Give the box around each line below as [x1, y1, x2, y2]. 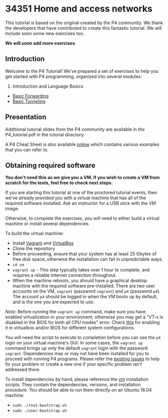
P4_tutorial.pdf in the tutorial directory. [5, 131, 85, 137]
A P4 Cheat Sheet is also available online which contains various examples [5, 141, 159, 147]
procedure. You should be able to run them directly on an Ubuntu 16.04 [5, 387, 152, 393]
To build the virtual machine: [5, 230, 64, 236]
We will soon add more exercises [5, 40, 75, 46]
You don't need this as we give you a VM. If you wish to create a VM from [5, 175, 160, 181]
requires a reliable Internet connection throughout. [12, 272, 117, 278]
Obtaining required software [5, 161, 96, 170]
